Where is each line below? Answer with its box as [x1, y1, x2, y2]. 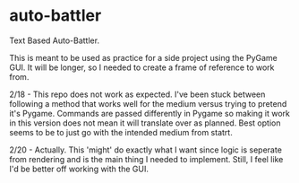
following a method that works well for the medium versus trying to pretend [9, 98, 287, 109]
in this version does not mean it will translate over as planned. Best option [9, 118, 281, 128]
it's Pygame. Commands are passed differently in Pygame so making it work [9, 108, 291, 118]
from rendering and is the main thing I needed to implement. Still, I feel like [9, 153, 284, 164]
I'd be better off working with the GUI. [9, 163, 149, 174]
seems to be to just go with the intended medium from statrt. [9, 126, 233, 137]
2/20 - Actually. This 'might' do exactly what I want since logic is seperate [9, 144, 282, 155]
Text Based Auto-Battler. [9, 35, 100, 46]
